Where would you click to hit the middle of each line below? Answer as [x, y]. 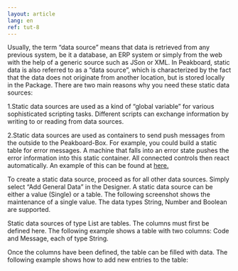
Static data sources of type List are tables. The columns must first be [108, 223]
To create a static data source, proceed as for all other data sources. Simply [118, 179]
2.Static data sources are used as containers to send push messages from [116, 135]
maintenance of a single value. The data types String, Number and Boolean [117, 202]
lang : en [20, 21]
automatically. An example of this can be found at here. [88, 166]
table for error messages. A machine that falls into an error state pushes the [118, 151]
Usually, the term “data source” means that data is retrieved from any [108, 48]
